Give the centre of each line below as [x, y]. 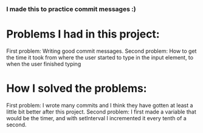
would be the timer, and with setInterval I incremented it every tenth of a [96, 118]
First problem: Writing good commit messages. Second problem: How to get [101, 51]
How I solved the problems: [77, 88]
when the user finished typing [44, 64]
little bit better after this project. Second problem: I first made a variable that [101, 112]
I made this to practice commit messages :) [71, 9]
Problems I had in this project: [83, 34]
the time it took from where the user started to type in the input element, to [100, 57]
